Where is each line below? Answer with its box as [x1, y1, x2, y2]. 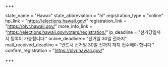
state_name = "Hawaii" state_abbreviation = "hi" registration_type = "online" [5, 13, 164, 18]
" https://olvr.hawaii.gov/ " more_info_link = [5, 23, 93, 29]
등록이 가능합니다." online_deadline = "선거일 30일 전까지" [10, 36, 127, 41]
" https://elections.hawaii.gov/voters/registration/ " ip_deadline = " [5, 29, 141, 35]
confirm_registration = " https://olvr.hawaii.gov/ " [5, 47, 104, 53]
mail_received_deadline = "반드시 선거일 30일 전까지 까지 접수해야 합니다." [5, 42, 155, 48]
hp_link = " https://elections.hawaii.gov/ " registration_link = [5, 18, 127, 24]
